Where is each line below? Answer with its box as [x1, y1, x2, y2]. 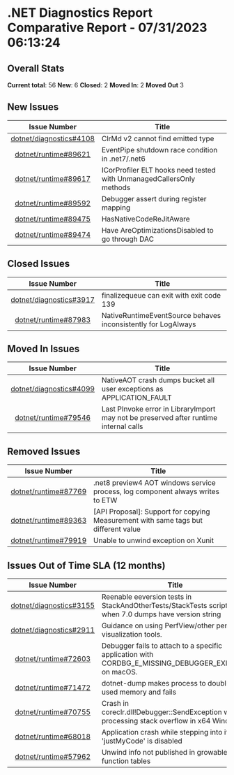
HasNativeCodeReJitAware [101, 214, 190, 224]
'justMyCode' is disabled [101, 736, 182, 746]
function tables [101, 756, 151, 766]
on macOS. [101, 667, 138, 677]
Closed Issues [7, 258, 70, 270]
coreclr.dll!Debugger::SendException [101, 707, 222, 717]
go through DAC [101, 234, 155, 244]
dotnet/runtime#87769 [10, 487, 87, 497]
